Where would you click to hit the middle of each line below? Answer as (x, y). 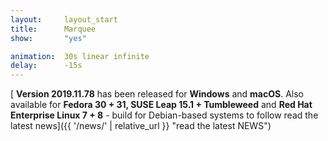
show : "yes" (48, 38)
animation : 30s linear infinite (80, 56)
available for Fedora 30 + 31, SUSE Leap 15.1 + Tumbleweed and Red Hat (161, 105)
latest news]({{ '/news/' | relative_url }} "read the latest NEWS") (141, 126)
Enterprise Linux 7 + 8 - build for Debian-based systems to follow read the (164, 115)
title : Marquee (53, 29)
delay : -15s (46, 66)
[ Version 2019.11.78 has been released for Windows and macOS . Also (157, 94)
